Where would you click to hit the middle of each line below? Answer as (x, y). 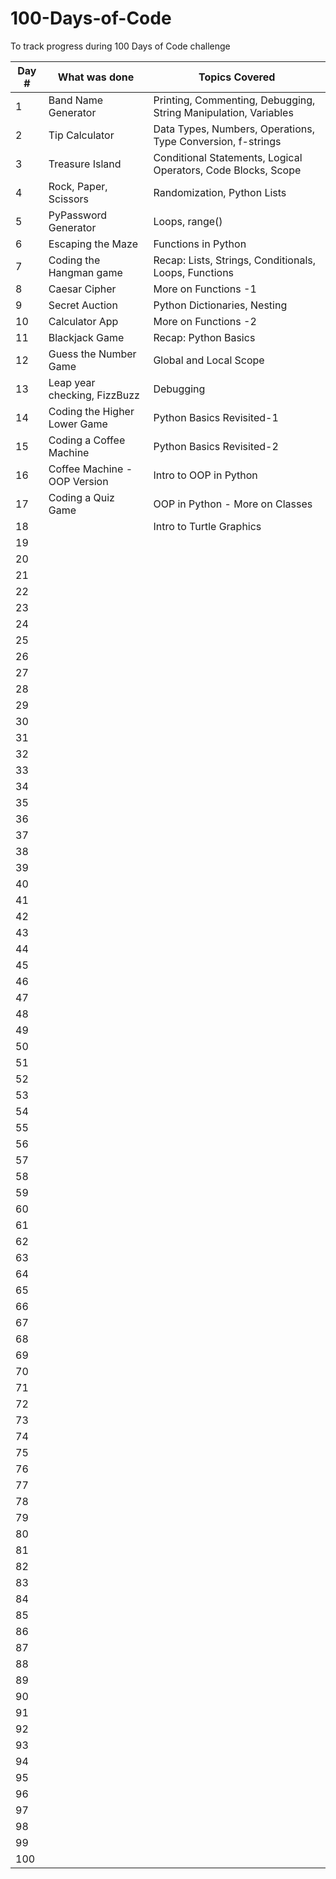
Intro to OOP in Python (205, 475)
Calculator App (83, 321)
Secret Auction (83, 305)
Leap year (72, 382)
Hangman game (85, 272)
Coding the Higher (91, 411)
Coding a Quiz (81, 497)
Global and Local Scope (209, 360)
